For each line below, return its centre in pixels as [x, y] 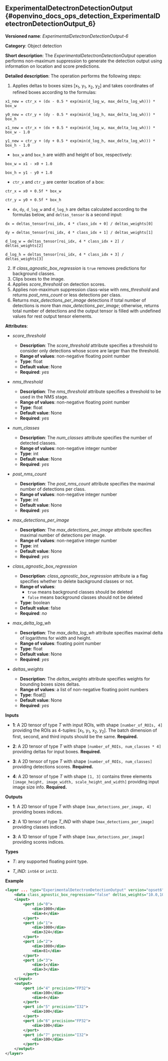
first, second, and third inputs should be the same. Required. [75, 737]
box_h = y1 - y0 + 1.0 [29, 173]
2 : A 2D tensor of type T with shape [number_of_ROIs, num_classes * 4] [87, 746]
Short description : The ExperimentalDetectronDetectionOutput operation [81, 55]
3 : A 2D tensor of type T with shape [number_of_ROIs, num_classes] [82, 761]
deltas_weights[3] [24, 259]
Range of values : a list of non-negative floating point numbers [84, 689]
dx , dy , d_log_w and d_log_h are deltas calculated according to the [80, 209]
